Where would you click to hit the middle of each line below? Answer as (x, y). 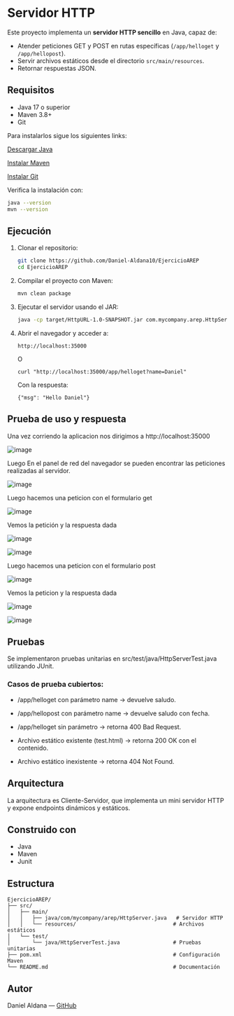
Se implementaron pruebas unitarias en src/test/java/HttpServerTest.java (112, 659)
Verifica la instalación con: (45, 190)
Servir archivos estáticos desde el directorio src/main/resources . (111, 60)
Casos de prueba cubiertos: (56, 685)
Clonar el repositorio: (47, 248)
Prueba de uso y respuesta (67, 419)
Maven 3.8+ (35, 114)
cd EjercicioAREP (43, 268)
